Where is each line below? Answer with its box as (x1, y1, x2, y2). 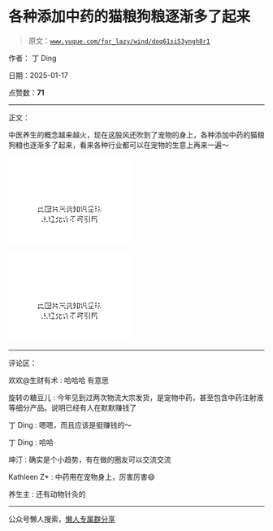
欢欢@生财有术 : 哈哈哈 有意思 (8, 375, 110, 385)
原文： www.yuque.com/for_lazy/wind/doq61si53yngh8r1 (28, 36, 210, 46)
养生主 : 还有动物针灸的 (8, 489, 86, 498)
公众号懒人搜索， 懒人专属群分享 (8, 514, 115, 524)
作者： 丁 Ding (8, 53, 57, 63)
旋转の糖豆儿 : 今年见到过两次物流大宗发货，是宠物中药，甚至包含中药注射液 (8, 392, 264, 403)
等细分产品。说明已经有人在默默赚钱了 (8, 403, 136, 412)
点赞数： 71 (8, 87, 45, 98)
